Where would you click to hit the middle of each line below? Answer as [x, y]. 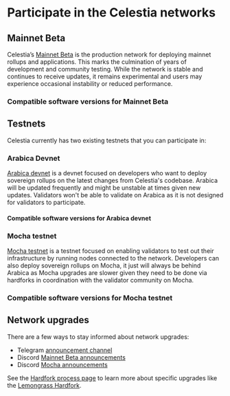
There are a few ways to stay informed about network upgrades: [98, 337]
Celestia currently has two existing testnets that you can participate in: [107, 140]
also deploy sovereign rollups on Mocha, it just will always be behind [104, 265]
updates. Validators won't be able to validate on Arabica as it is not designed [115, 195]
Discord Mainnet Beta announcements [71, 357]
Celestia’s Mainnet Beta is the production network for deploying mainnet [109, 54]
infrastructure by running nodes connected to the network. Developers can [113, 258]
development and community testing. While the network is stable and [105, 69]
